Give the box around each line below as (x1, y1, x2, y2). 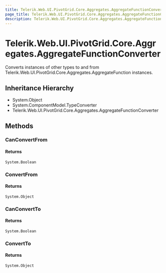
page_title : (5, 12, 30, 17)
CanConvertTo (5, 205, 41, 212)
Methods (5, 122, 34, 130)
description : (5, 16, 32, 21)
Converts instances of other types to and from (5, 65, 100, 70)
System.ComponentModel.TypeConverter (12, 102, 97, 108)
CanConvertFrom (5, 136, 48, 143)
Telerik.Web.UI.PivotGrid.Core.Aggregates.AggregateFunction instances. (5, 69, 153, 75)
